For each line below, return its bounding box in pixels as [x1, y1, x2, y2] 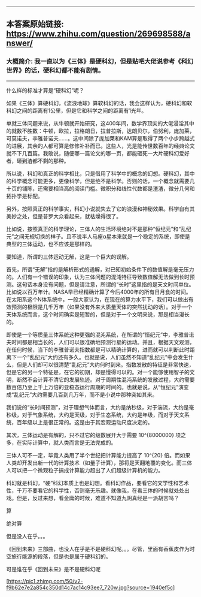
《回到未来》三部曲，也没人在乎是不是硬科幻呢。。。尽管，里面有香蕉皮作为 [6, 545, 190, 552]
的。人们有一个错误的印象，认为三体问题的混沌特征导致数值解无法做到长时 [6, 273, 190, 281]
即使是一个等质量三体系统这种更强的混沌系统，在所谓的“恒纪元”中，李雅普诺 [6, 331, 194, 338]
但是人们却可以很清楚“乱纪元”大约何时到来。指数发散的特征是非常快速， [16, 361, 194, 368]
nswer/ [6, 38, 33, 49]
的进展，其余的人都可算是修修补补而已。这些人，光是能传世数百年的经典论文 [6, 142, 195, 149]
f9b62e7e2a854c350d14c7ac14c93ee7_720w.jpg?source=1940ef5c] [6, 584, 175, 591]
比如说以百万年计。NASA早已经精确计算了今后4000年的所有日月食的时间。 [6, 288, 191, 296]
